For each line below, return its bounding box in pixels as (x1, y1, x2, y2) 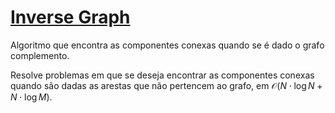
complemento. (10, 49, 70, 61)
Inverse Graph (10, 6, 131, 29)
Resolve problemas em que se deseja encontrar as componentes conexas (10, 69, 315, 81)
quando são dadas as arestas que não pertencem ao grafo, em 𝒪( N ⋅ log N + (10, 79, 323, 91)
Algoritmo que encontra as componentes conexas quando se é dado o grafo (10, 39, 325, 51)
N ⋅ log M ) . (10, 91, 53, 103)
